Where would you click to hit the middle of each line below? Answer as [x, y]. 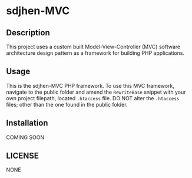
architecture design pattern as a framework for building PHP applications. [95, 53]
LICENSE [23, 156]
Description [28, 33]
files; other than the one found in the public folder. [67, 104]
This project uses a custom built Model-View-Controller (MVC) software [93, 47]
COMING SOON [25, 137]
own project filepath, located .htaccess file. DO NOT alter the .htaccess [93, 98]
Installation [27, 123]
